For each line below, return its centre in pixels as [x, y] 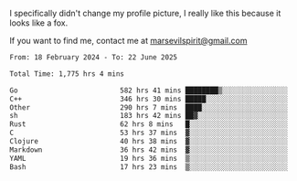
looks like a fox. [39, 23]
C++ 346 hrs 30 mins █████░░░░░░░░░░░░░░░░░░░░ [148, 99]
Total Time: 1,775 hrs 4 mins [67, 74]
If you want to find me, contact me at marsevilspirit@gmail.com [128, 41]
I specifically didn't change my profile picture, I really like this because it [145, 13]
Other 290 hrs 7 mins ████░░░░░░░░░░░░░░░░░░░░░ [148, 107]
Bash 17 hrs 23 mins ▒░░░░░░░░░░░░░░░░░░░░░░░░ [148, 167]
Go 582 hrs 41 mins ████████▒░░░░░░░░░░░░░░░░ [148, 90]
